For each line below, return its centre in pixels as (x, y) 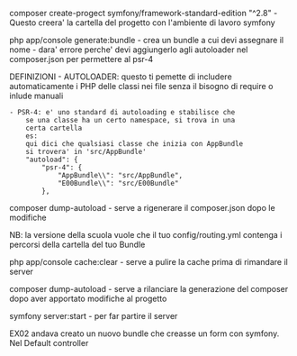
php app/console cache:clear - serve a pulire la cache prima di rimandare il (148, 262)
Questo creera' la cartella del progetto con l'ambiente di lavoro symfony (143, 23)
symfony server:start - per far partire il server (94, 316)
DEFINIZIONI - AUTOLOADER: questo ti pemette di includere (121, 77)
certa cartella (54, 128)
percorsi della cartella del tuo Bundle (77, 244)
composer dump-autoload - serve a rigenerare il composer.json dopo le (143, 208)
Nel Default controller (49, 343)
